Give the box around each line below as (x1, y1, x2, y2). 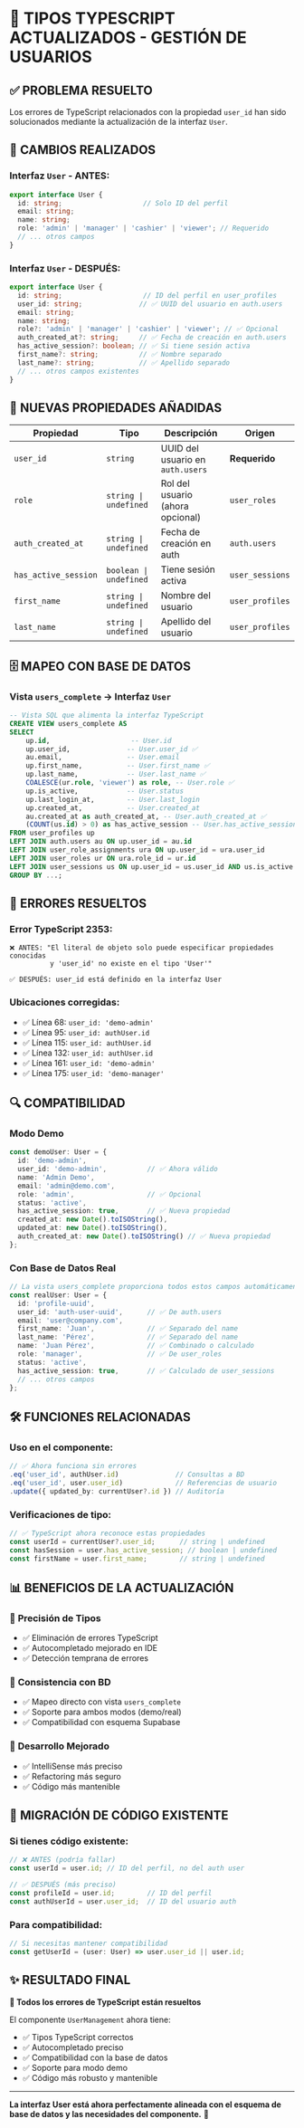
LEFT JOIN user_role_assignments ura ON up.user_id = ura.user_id (9, 845, 265, 854)
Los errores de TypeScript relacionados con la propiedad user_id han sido (9, 107, 287, 117)
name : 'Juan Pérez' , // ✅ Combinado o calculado (17, 1341, 255, 1350)
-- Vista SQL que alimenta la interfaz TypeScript (9, 711, 204, 720)
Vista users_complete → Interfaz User (9, 690, 172, 702)
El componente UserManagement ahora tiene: (9, 2014, 171, 2025)
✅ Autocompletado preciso (22, 2041, 124, 2053)
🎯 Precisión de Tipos (9, 1611, 101, 1624)
